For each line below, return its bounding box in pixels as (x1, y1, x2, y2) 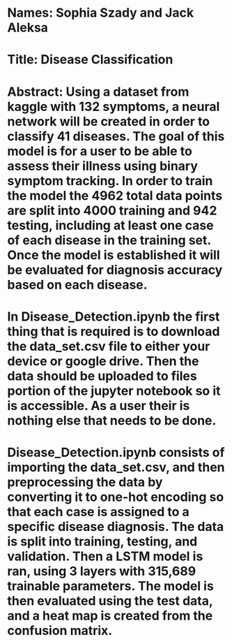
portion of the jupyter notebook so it (7, 383, 221, 399)
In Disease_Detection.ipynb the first (7, 309, 220, 324)
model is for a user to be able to (7, 143, 193, 159)
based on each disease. (7, 277, 148, 293)
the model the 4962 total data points (7, 187, 223, 203)
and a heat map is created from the (7, 608, 213, 623)
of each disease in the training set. (7, 232, 211, 248)
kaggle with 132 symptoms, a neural (7, 99, 220, 115)
